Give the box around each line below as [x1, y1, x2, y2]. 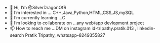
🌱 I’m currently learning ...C [9, 15, 66, 20]
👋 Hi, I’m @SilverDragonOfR [9, 5, 67, 10]
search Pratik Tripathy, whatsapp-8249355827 [9, 32, 105, 38]
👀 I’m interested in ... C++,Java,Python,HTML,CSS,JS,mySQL [9, 10, 134, 15]
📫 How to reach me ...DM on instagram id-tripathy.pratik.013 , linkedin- [9, 26, 156, 31]
